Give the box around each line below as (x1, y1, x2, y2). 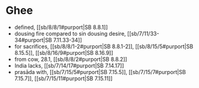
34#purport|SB (14, 36, 52, 43)
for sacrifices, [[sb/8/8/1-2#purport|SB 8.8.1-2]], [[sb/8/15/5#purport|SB (14, 43, 194, 50)
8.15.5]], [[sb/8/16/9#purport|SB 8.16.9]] (14, 49, 113, 56)
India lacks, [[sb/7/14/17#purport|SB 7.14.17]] (14, 61, 124, 69)
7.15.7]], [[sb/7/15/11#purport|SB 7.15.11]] (14, 75, 113, 82)
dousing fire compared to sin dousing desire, (14, 30, 126, 37)
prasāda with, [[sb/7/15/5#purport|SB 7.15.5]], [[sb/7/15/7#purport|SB (14, 68, 186, 75)
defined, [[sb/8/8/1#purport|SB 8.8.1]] (14, 24, 108, 31)
